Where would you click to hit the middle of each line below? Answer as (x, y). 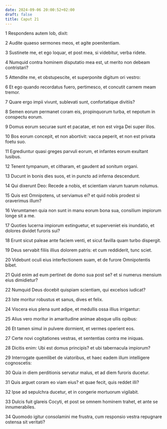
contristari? (17, 67)
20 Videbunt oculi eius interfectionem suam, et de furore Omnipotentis (78, 260)
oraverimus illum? (23, 201)
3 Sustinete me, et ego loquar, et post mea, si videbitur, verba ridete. (76, 52)
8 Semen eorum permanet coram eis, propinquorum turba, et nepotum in (80, 112)
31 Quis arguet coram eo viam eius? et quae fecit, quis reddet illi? (72, 382)
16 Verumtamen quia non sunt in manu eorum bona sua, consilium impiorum (83, 210)
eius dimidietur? (22, 280)
